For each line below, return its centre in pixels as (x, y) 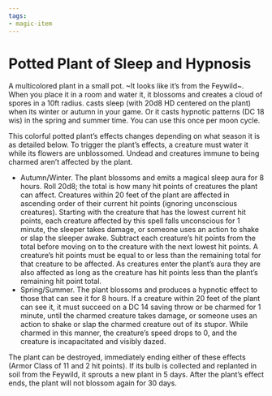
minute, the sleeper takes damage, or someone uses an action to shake (140, 230)
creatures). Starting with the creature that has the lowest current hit (133, 213)
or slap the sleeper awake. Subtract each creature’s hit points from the (138, 238)
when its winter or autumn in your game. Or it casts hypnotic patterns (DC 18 (136, 112)
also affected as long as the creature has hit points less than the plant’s (139, 273)
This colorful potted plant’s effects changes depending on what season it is (134, 136)
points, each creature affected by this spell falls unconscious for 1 (130, 221)
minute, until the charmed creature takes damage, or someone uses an (138, 316)
